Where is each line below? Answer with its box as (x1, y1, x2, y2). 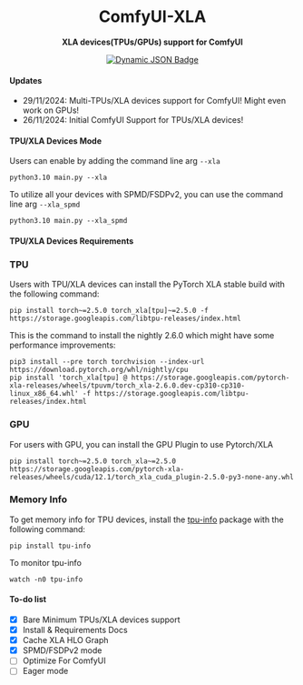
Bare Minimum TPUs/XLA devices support (22, 614, 181, 625)
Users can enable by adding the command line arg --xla (9, 156, 220, 166)
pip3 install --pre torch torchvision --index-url (9, 358, 205, 367)
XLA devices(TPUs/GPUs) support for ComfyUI (62, 36, 243, 47)
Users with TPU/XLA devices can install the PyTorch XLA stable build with (9, 279, 286, 290)
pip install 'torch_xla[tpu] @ (9, 373, 128, 383)
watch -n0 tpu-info (9, 575, 83, 584)
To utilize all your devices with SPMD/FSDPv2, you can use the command (9, 189, 284, 200)
